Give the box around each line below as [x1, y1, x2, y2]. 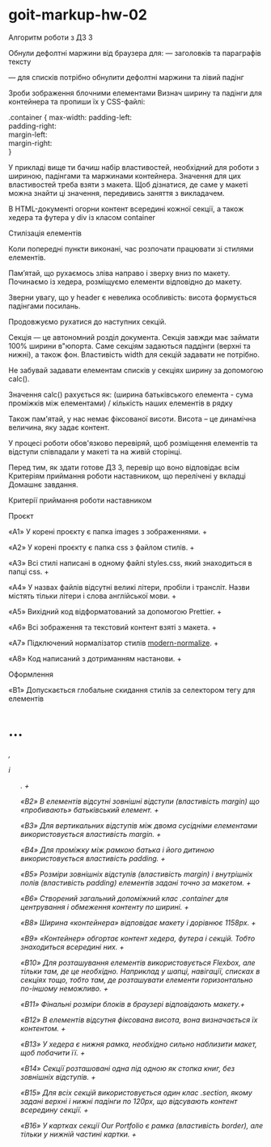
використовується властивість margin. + [19, 829, 162, 839]
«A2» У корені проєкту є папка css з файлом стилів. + [8, 542, 195, 552]
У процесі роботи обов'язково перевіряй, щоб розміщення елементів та [8, 438, 258, 448]
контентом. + [19, 1023, 66, 1033]
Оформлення [8, 669, 54, 679]
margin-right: [8, 138, 53, 147]
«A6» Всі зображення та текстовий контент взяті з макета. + [8, 622, 217, 632]
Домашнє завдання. [8, 479, 78, 489]
